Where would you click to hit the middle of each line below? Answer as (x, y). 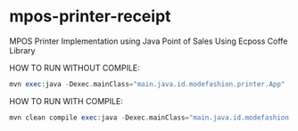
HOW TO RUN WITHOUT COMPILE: (74, 68)
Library (22, 50)
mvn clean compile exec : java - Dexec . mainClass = (99, 118)
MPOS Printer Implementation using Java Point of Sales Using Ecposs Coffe (149, 41)
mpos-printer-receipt (90, 16)
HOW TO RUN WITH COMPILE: (66, 101)
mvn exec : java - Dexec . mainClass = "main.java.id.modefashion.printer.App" (147, 84)
